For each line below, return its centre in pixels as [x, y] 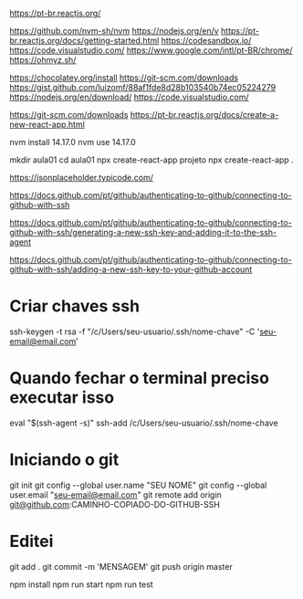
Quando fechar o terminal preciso [139, 378]
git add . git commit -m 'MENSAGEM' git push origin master [121, 566]
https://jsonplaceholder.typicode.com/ [81, 178]
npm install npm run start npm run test [81, 584]
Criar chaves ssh [74, 306]
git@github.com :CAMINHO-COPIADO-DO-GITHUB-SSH [115, 504]
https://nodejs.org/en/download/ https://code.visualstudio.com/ [129, 97]
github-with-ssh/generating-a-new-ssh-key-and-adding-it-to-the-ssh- [143, 232]
